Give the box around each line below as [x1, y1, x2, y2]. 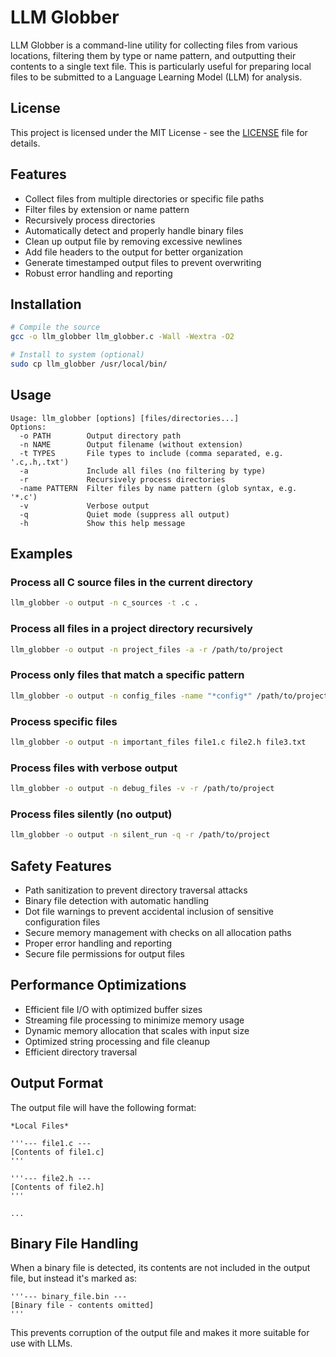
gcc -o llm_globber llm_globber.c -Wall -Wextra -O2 [10, 332, 235, 342]
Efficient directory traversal [24, 1046, 138, 1058]
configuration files [24, 916, 101, 928]
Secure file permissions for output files [24, 947, 185, 960]
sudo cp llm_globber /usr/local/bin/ [10, 359, 168, 369]
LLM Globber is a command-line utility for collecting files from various [10, 39, 298, 51]
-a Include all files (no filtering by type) [19, 466, 267, 476]
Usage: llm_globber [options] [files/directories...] [10, 413, 240, 423]
